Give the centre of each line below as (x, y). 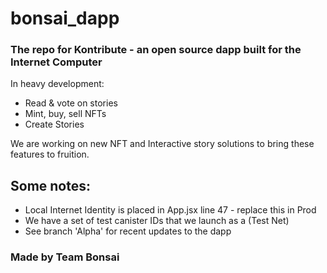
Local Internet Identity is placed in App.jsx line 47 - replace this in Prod (170, 210)
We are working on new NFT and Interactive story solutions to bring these (162, 144)
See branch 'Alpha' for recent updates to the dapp (128, 231)
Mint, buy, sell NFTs (65, 114)
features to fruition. (50, 154)
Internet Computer (56, 62)
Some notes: (50, 185)
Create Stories (54, 124)
